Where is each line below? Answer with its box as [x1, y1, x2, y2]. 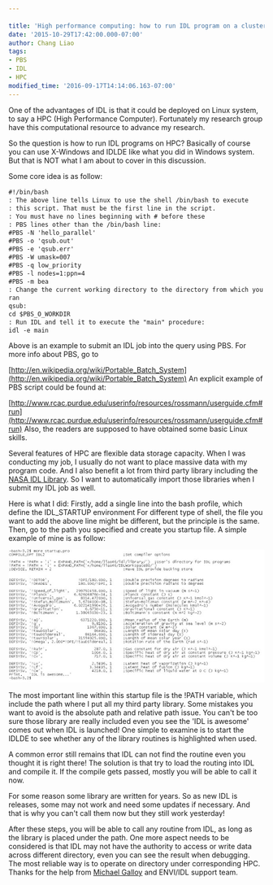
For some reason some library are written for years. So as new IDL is [8, 791, 238, 801]
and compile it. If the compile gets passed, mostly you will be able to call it [8, 767, 258, 777]
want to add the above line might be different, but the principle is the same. [8, 516, 260, 525]
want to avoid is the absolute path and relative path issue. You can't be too [8, 708, 258, 717]
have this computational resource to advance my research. [8, 122, 206, 132]
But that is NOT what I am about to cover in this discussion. [8, 155, 206, 165]
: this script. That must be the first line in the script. [8, 204, 217, 212]
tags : [8, 47, 27, 56]
